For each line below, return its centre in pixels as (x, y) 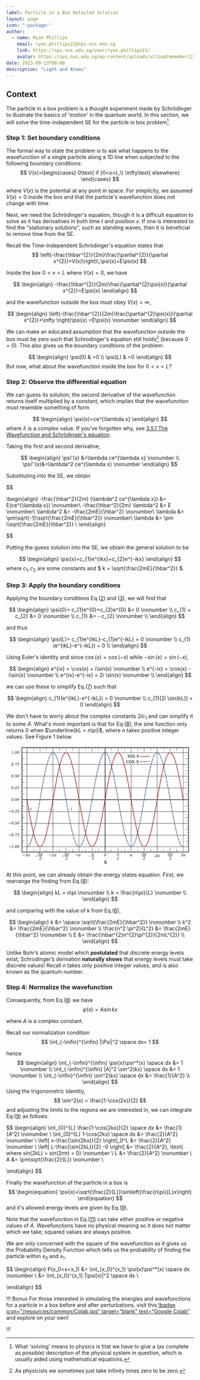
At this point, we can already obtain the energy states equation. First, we (95, 875)
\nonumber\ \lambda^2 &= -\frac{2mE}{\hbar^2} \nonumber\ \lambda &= (95, 512)
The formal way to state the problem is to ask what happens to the (87, 151)
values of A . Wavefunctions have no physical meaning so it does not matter (99, 1226)
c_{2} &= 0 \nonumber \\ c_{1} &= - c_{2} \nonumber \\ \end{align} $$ (100, 616)
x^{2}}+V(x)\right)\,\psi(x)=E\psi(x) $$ (100, 261)
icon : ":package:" (29, 25)
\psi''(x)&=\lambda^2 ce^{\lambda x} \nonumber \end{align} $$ (100, 464)
